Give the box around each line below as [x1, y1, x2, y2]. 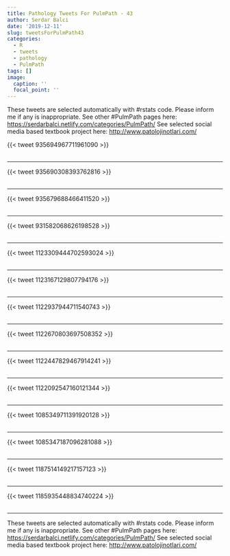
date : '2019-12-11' [7, 23, 63, 30]
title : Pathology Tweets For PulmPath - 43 [7, 10, 133, 17]
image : [7, 73, 26, 81]
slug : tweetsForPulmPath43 [7, 29, 84, 36]
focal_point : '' [13, 86, 60, 93]
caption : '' [13, 80, 48, 87]
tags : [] [7, 67, 32, 74]
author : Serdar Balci [7, 16, 69, 23]
